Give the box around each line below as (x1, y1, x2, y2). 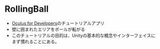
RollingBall (4, 3, 49, 15)
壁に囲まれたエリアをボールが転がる (11, 26, 85, 32)
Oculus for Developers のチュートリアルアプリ (11, 20, 105, 26)
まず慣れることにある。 (11, 38, 59, 45)
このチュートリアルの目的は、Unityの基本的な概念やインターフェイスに (11, 32, 156, 38)
